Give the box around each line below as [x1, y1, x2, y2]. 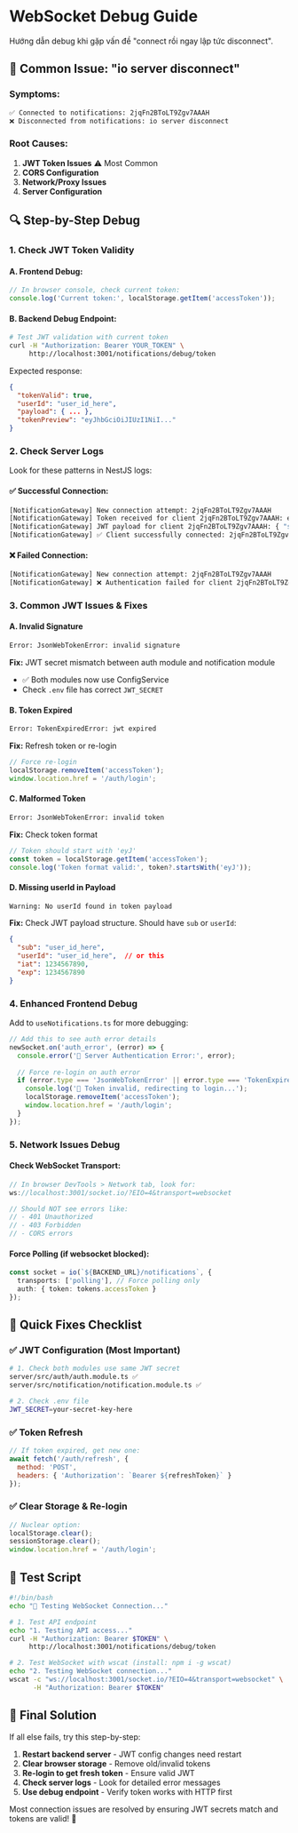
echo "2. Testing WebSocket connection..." [9, 1667, 173, 1676]
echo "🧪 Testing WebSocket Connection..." [9, 1601, 169, 1610]
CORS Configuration [21, 167, 99, 178]
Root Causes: [9, 138, 68, 150]
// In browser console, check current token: [9, 286, 180, 295]
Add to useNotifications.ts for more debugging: [9, 1017, 189, 1028]
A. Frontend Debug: [9, 266, 83, 276]
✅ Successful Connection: [9, 485, 109, 496]
